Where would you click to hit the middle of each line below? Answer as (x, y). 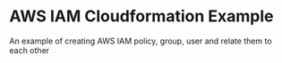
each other (30, 50)
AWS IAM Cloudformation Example (141, 16)
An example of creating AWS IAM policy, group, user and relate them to (141, 41)
